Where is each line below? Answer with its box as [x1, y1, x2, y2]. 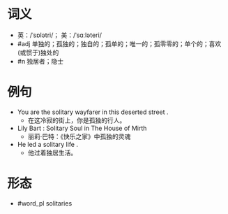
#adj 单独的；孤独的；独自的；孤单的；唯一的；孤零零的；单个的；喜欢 [17, 39, 222, 48]
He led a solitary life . [17, 140, 79, 148]
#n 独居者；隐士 [17, 57, 64, 65]
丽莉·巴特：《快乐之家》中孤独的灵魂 [27, 132, 131, 141]
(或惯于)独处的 [17, 48, 59, 57]
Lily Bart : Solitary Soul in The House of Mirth [17, 124, 147, 132]
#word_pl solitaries [17, 199, 73, 207]
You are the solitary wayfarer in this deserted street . [17, 108, 169, 116]
